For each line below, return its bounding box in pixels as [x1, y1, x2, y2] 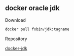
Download [5, 17, 26, 23]
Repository [5, 36, 27, 42]
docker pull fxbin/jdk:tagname [5, 27, 70, 32]
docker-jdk [5, 45, 28, 51]
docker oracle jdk [5, 4, 60, 12]
